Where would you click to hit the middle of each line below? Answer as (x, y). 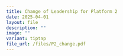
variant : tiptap (26, 38)
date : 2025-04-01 (27, 17)
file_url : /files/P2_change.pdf (46, 44)
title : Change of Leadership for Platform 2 (62, 11)
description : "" (26, 28)
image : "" (18, 33)
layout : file (22, 22)
